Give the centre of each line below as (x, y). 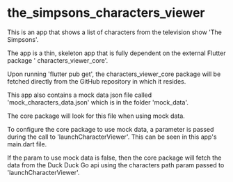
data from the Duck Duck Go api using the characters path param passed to (116, 165)
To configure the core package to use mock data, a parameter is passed (111, 129)
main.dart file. (27, 144)
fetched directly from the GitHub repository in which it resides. (97, 81)
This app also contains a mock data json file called (80, 95)
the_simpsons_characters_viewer (106, 13)
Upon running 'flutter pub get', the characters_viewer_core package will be (114, 74)
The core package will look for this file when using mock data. (96, 116)
